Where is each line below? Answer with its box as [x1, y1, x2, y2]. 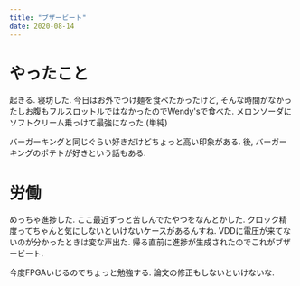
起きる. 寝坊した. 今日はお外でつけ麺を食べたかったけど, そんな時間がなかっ [9, 95, 292, 106]
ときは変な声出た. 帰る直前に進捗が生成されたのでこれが [64, 236, 276, 248]
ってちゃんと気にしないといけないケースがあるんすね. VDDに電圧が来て [16, 226, 284, 236]
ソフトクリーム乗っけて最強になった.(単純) [9, 117, 168, 128]
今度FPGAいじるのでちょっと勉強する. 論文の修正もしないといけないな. [9, 267, 275, 278]
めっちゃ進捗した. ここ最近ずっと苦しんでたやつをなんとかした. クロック [9, 214, 280, 226]
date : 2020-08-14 [9, 22, 75, 31]
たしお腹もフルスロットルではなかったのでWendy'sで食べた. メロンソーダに [9, 106, 292, 117]
